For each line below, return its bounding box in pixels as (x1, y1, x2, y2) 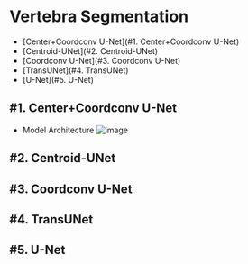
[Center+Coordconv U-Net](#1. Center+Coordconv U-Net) (22, 36, 240, 47)
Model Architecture (22, 124, 95, 135)
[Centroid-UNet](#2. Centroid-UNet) (22, 45, 159, 56)
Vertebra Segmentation (9, 6, 189, 27)
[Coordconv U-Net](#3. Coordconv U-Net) (22, 55, 181, 66)
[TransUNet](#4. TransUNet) (22, 65, 129, 76)
